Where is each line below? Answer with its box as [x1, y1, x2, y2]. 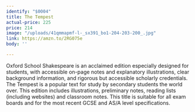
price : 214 [6, 24, 33, 31]
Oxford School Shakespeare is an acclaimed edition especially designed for [6, 62, 189, 69]
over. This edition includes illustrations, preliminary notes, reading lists [6, 87, 176, 94]
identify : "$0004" [6, 8, 51, 15]
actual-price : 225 [6, 19, 51, 25]
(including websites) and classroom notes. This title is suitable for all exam [6, 93, 186, 100]
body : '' [6, 41, 28, 47]
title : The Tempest [6, 14, 54, 20]
